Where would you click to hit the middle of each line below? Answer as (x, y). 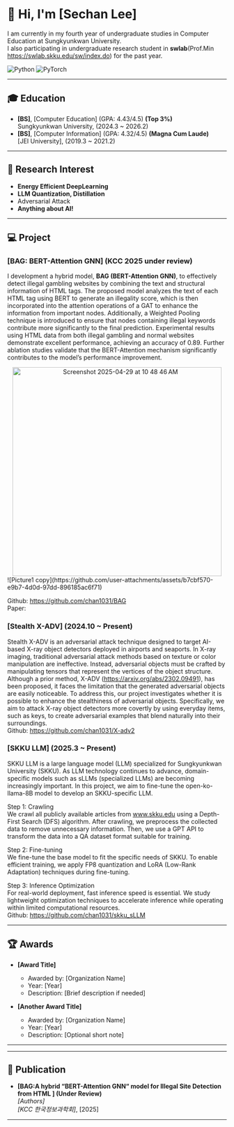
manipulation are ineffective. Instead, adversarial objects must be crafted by (116, 664)
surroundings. (27, 723)
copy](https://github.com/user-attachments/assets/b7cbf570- (124, 580)
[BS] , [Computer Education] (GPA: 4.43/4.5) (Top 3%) (95, 118)
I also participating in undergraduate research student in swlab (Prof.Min (111, 48)
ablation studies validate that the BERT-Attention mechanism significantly (112, 350)
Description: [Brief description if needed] (87, 993)
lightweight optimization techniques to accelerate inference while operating (116, 900)
